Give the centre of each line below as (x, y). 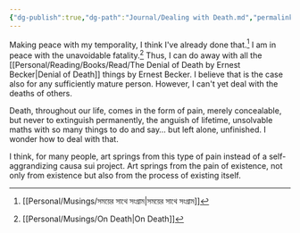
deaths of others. (41, 93)
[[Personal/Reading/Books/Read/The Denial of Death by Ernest (125, 64)
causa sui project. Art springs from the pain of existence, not (171, 165)
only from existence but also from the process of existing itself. (125, 175)
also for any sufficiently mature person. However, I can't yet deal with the (144, 83)
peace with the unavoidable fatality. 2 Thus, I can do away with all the (136, 54)
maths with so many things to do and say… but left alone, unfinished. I (137, 129)
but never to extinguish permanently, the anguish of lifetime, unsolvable (141, 120)
